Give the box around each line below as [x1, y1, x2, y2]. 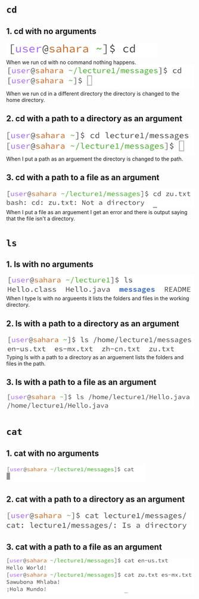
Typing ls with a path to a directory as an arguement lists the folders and [6, 353, 184, 360]
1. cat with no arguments [6, 448, 99, 458]
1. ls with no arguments [6, 260, 94, 270]
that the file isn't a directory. [6, 215, 76, 222]
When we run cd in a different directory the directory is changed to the [6, 89, 180, 97]
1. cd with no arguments [6, 26, 97, 36]
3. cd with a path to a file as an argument [6, 172, 160, 183]
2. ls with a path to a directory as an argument [6, 319, 180, 329]
